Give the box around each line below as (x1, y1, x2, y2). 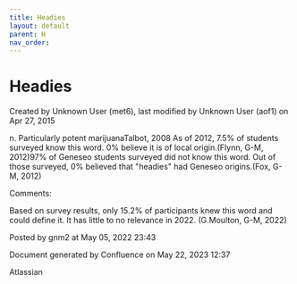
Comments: (9, 188, 52, 199)
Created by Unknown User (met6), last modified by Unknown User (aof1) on (9, 106, 289, 117)
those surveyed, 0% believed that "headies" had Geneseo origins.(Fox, (9, 162, 271, 172)
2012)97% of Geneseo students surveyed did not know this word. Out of (9, 152, 276, 163)
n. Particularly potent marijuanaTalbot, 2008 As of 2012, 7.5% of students (9, 133, 279, 144)
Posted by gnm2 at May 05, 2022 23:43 (9, 232, 157, 243)
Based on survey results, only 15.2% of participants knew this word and (9, 205, 273, 216)
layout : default (9, 21, 70, 30)
